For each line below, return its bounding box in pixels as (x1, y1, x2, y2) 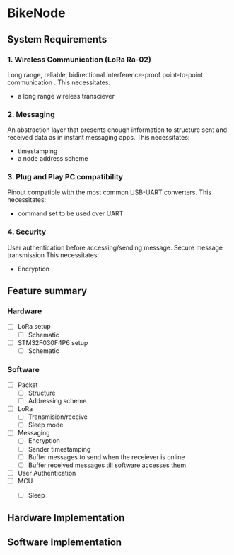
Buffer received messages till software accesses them (28, 461, 186, 469)
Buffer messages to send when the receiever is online (28, 452, 185, 461)
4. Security (7, 227, 46, 237)
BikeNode (7, 5, 66, 21)
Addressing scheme (28, 397, 87, 405)
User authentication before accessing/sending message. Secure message (7, 243, 223, 252)
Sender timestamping (28, 444, 91, 453)
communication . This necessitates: (7, 78, 111, 86)
